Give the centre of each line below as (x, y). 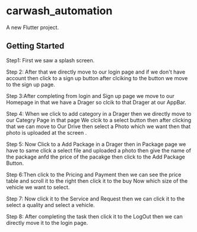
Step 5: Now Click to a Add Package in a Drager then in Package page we (96, 144)
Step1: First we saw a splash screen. (50, 60)
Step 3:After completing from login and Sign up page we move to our (90, 96)
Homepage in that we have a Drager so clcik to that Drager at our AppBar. (96, 102)
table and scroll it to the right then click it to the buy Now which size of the (97, 181)
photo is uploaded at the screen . (47, 132)
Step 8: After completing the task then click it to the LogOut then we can (94, 216)
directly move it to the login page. (47, 223)
